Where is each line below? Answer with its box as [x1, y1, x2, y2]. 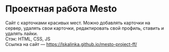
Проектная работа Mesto [5, 3, 117, 15]
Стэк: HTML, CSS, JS [5, 36, 51, 42]
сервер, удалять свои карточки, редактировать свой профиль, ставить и [5, 25, 164, 31]
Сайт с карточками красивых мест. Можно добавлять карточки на [5, 20, 151, 26]
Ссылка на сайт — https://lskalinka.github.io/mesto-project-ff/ [5, 41, 137, 47]
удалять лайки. [5, 30, 38, 36]
